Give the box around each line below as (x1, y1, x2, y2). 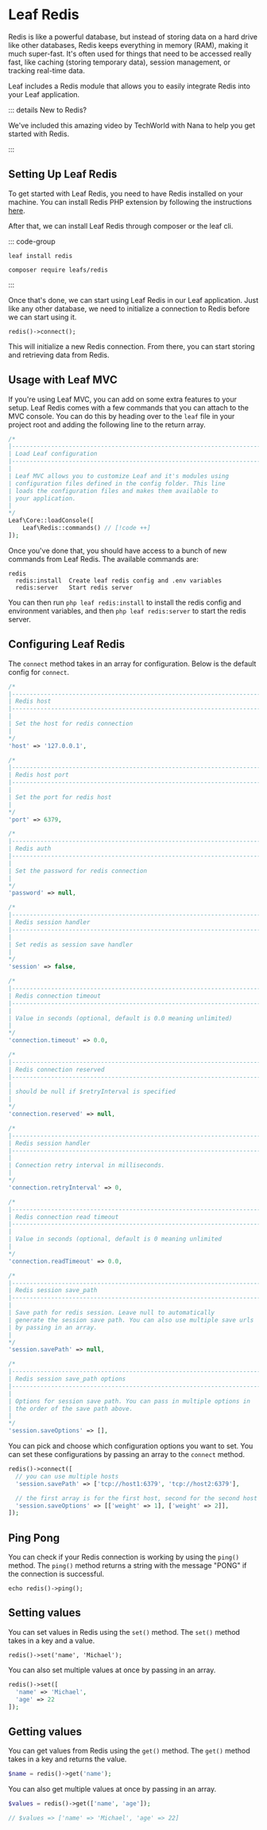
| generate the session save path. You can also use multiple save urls (8, 1316, 254, 1324)
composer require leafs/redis (8, 265, 109, 274)
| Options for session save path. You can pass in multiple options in (8, 1397, 250, 1405)
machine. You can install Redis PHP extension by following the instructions (8, 197, 253, 206)
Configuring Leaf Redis (8, 637, 126, 651)
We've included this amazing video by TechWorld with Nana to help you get (8, 120, 256, 130)
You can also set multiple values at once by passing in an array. (8, 1665, 216, 1675)
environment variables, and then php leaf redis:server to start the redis (8, 605, 246, 615)
